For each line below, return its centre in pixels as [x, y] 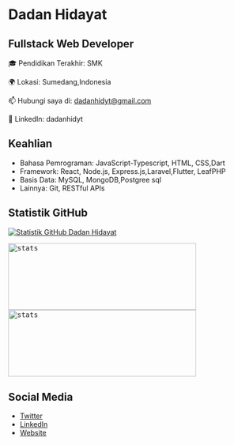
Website [33, 433]
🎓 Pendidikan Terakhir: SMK [55, 63]
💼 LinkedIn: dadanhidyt [45, 119]
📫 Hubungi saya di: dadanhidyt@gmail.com [80, 101]
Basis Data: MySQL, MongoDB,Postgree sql [91, 179]
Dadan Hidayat [58, 15]
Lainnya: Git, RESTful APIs [62, 188]
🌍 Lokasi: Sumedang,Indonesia [60, 82]
